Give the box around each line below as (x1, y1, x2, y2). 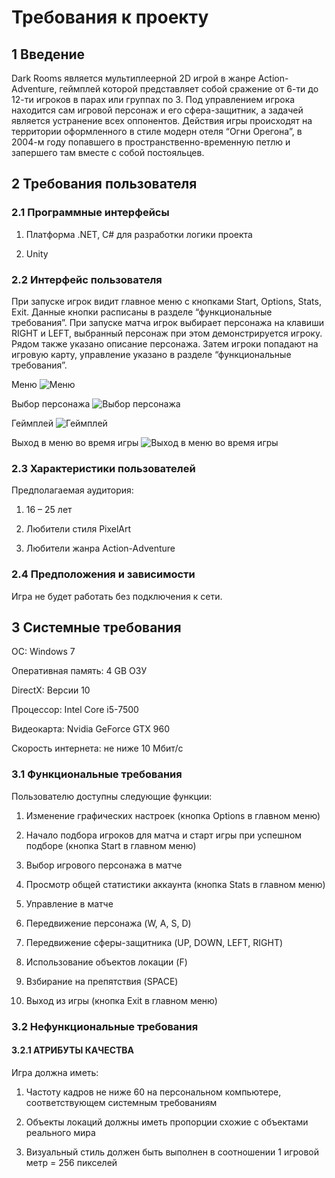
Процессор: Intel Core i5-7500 (11, 704, 139, 716)
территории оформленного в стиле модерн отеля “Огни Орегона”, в (11, 126, 303, 137)
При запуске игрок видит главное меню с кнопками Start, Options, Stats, (11, 295, 322, 307)
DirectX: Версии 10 (11, 684, 91, 696)
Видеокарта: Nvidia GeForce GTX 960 (11, 723, 170, 735)
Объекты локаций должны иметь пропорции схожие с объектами (25, 1116, 309, 1128)
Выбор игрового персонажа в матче (25, 859, 183, 871)
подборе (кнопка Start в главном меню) (25, 839, 197, 851)
